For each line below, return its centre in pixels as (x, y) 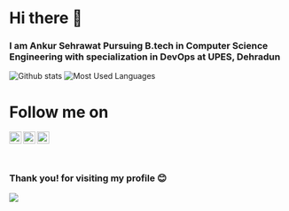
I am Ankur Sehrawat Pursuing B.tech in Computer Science (139, 46)
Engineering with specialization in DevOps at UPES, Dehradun (145, 57)
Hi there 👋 (46, 18)
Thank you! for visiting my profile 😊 (88, 178)
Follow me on (59, 112)
